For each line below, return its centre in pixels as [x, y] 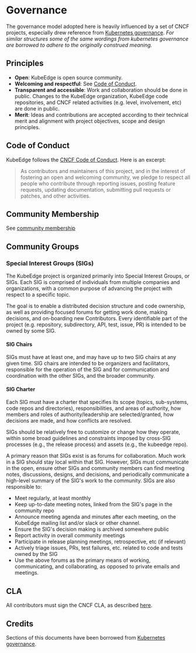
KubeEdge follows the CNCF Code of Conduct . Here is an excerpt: [86, 160]
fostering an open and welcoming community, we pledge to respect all [105, 177]
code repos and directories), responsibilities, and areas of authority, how [94, 408]
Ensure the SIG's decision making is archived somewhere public [92, 529]
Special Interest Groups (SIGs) [50, 263]
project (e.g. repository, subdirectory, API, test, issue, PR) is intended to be [96, 324]
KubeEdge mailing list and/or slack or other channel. [78, 523]
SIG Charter [21, 389]
